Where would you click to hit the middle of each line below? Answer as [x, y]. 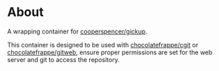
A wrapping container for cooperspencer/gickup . [77, 31]
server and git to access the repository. [64, 59]
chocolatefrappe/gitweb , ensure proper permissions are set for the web [110, 52]
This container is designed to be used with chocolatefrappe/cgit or [103, 45]
